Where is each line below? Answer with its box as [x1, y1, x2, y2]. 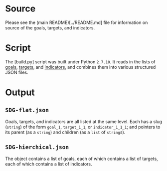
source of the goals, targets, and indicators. [5, 24, 95, 30]
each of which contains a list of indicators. [5, 161, 92, 167]
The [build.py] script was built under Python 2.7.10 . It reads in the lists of [5, 58, 156, 65]
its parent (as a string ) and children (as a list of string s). [5, 129, 126, 135]
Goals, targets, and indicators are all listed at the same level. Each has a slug [5, 118, 163, 125]
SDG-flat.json [5, 107, 49, 114]
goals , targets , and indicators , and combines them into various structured [5, 64, 156, 70]
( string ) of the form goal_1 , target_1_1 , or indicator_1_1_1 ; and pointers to [5, 124, 161, 130]
